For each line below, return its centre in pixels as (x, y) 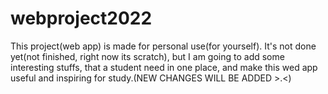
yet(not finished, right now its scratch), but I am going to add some (147, 56)
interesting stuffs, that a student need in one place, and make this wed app (164, 67)
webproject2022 (81, 18)
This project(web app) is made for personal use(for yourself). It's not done (163, 46)
